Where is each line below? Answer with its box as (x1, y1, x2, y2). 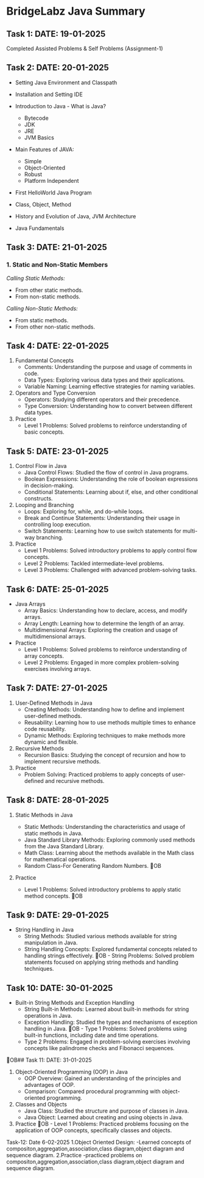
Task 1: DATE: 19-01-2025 (6, 29, 106, 39)
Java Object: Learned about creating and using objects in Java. (24, 1114, 184, 1121)
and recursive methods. (44, 777, 105, 784)
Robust (24, 170, 43, 178)
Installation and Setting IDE (15, 91, 83, 98)
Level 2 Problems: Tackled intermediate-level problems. (24, 560, 164, 567)
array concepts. (24, 652, 64, 659)
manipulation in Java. (24, 939, 78, 946)
